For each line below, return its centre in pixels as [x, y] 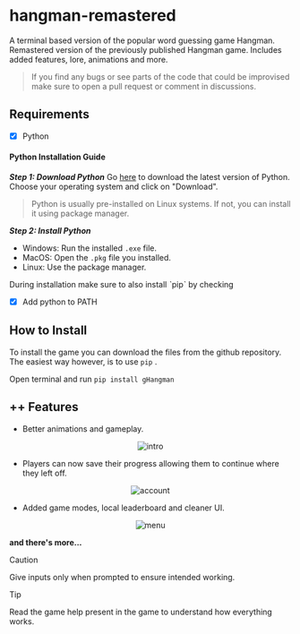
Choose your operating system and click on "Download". [114, 187]
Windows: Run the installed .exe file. [90, 248]
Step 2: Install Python [50, 231]
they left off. [44, 473]
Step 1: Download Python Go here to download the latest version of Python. [150, 177]
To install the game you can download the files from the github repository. [146, 352]
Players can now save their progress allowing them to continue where [150, 463]
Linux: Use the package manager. [84, 267]
